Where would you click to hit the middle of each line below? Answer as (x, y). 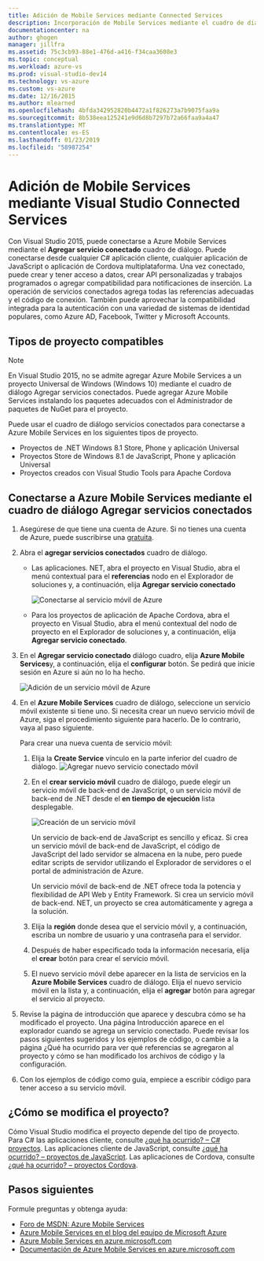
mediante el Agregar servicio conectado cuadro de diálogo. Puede (117, 250)
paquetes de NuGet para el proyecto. (68, 409)
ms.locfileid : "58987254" (50, 147)
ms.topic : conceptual (44, 60)
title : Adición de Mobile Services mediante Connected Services (115, 15)
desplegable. (52, 807)
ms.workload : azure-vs (45, 67)
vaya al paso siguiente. (57, 727)
